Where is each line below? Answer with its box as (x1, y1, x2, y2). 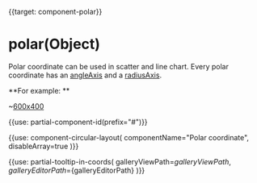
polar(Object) (8, 35, 101, 53)
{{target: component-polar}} (8, 7, 103, 16)
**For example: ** (8, 85, 70, 95)
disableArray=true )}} (8, 141, 79, 151)
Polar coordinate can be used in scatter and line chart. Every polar (8, 61, 229, 71)
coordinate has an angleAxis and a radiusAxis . (8, 70, 162, 80)
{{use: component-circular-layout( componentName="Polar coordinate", (8, 132, 249, 142)
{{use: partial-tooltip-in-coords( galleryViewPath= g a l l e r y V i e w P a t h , (8, 156, 232, 166)
